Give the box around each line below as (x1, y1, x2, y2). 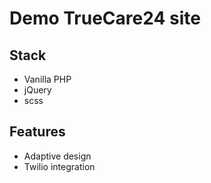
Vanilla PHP (23, 73, 72, 85)
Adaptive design (23, 150, 92, 162)
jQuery (23, 84, 52, 96)
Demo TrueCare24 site (9, 7, 201, 30)
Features (9, 123, 66, 141)
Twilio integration (23, 160, 96, 172)
